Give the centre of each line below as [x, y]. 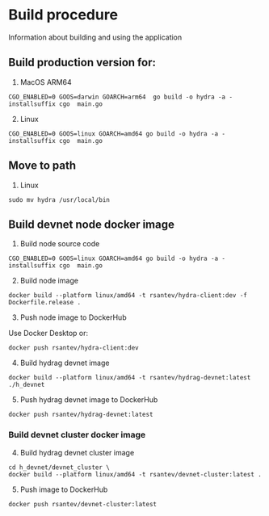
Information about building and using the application [95, 37]
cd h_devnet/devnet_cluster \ [59, 467]
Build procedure [63, 15]
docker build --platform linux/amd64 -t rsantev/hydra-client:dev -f [128, 296]
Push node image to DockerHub [73, 317]
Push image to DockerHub [64, 489]
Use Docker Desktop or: [48, 334]
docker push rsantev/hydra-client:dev [74, 348]
